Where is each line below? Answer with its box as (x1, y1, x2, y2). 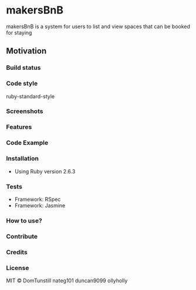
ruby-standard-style (6, 93, 55, 100)
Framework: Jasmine (14, 202, 66, 209)
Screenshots (6, 107, 43, 115)
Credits (6, 248, 28, 256)
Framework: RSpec (14, 196, 61, 203)
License (6, 264, 29, 272)
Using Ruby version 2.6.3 (14, 168, 76, 175)
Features (6, 123, 32, 131)
